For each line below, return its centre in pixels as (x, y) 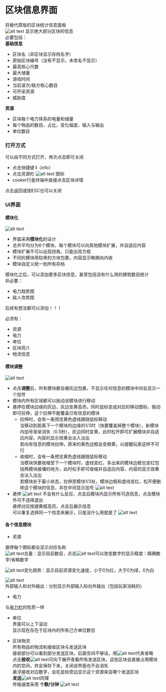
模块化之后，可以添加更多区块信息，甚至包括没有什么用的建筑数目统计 (77, 274)
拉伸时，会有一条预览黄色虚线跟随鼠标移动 (63, 419)
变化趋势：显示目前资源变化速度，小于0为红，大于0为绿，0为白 (89, 570)
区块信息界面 (32, 10)
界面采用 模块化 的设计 (34, 239)
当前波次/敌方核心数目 (35, 85)
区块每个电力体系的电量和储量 (43, 119)
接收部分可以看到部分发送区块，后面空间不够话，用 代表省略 (83, 653)
